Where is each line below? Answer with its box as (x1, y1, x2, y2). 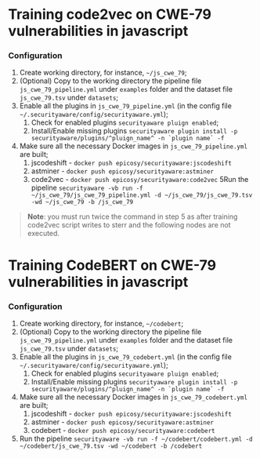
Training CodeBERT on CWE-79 (8, 256, 217, 274)
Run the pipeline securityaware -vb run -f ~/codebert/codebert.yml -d (19, 434, 253, 443)
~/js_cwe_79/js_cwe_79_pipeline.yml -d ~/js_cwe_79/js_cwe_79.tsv (31, 191, 253, 199)
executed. (27, 229, 60, 238)
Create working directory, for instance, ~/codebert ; (19, 318, 184, 328)
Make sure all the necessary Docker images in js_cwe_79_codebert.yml (19, 392, 248, 402)
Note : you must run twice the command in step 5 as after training (27, 212, 238, 221)
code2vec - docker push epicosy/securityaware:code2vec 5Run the (31, 175, 249, 184)
